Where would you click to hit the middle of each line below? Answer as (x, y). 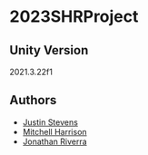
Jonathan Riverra (55, 141)
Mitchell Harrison (55, 131)
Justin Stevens (50, 122)
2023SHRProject (74, 17)
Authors (33, 100)
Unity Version (49, 50)
